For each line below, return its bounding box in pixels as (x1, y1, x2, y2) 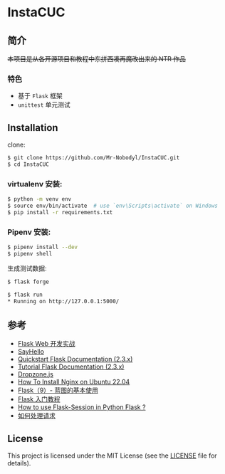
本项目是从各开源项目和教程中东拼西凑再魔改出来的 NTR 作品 (7, 55, 187, 63)
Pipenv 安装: (7, 227, 51, 237)
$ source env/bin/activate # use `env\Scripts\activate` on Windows (7, 202, 219, 210)
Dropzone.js (17, 370, 53, 379)
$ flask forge (7, 278, 50, 285)
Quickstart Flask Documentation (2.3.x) (17, 355, 133, 364)
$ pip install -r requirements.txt (7, 209, 113, 216)
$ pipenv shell (7, 250, 53, 257)
